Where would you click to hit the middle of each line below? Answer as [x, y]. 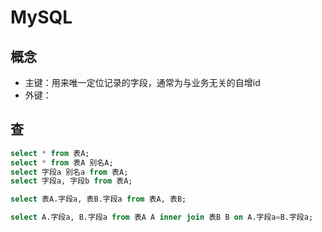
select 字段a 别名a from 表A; [69, 172]
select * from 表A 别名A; [62, 162]
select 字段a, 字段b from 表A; [71, 181]
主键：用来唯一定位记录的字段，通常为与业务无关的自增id [142, 82]
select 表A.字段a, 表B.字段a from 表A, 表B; [98, 199]
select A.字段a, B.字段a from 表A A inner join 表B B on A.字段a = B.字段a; [162, 217]
